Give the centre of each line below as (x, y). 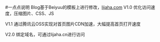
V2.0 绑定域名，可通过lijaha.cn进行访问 (45, 34)
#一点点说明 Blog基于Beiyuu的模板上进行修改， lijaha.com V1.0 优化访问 (78, 7)
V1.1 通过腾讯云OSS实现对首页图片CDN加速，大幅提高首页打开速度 (73, 24)
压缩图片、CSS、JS (34, 13)
